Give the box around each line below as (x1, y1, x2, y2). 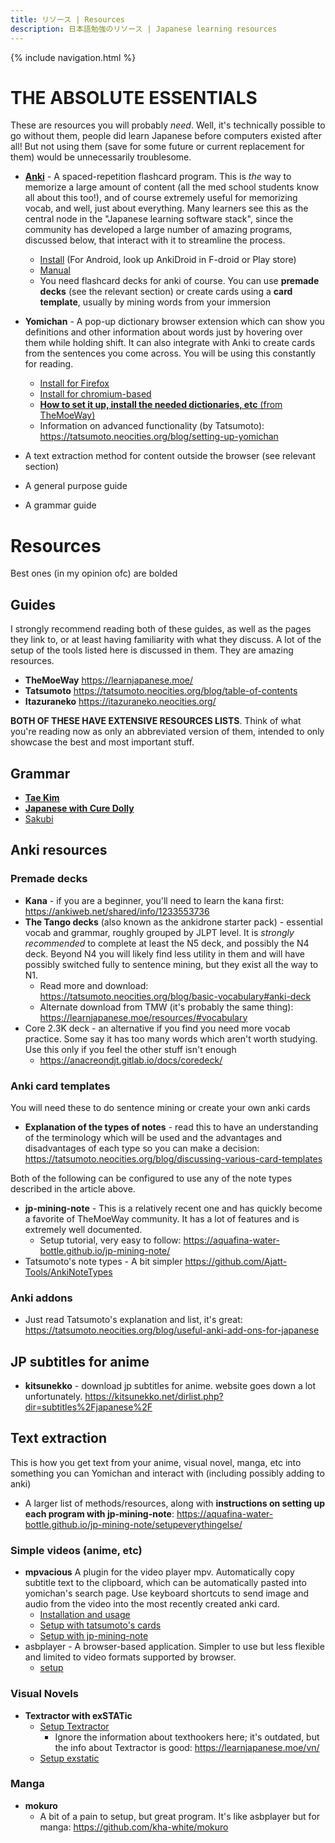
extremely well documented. (24, 1223, 143, 1235)
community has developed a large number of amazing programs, (24, 224, 293, 236)
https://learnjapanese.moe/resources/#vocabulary (39, 1011, 248, 1023)
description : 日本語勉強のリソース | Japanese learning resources (10, 24, 278, 34)
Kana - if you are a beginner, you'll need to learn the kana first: (24, 894, 285, 906)
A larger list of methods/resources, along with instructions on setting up (24, 1497, 326, 1509)
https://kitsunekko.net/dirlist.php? (84, 1391, 224, 1403)
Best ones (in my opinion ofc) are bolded (10, 567, 178, 580)
